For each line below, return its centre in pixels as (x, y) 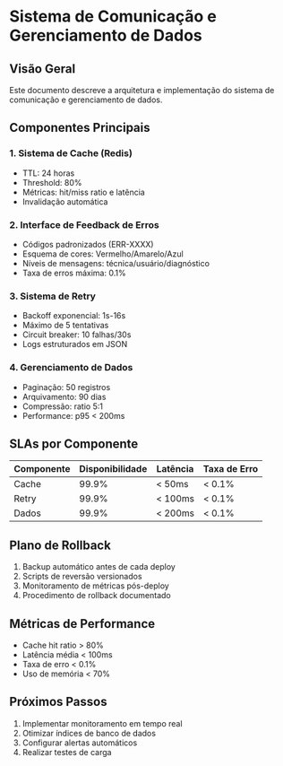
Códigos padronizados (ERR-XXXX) (88, 244)
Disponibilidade (113, 469)
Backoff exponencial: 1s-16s (74, 316)
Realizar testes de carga (67, 752)
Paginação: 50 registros (66, 387)
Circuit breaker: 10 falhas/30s (77, 335)
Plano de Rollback (60, 545)
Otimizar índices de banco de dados (89, 733)
